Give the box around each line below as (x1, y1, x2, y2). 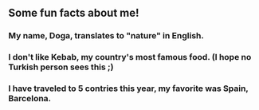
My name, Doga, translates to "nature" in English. (8, 30, 205, 41)
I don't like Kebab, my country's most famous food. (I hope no (8, 52, 252, 63)
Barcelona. (8, 93, 52, 104)
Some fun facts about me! (8, 6, 139, 20)
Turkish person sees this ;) (8, 61, 114, 73)
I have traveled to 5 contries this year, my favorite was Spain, (8, 83, 249, 94)
